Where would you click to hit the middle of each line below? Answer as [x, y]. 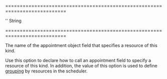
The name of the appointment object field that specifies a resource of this [81, 45]
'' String [13, 21]
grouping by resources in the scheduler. [46, 71]
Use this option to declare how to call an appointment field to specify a [78, 60]
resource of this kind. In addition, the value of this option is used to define [81, 66]
